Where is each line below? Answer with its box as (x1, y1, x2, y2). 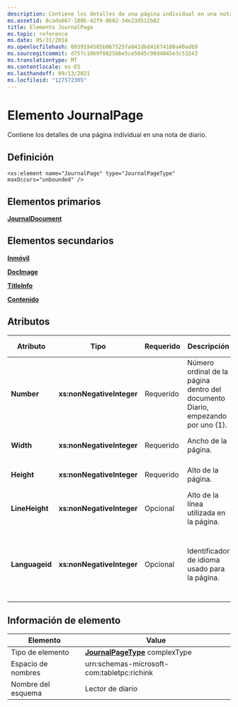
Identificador (187, 546, 230, 556)
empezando (187, 411, 227, 421)
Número (187, 357, 215, 367)
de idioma (187, 555, 220, 565)
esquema (11, 689, 42, 698)
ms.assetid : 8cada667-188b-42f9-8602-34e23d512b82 (7, 17, 160, 24)
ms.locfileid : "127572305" (7, 76, 87, 84)
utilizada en (187, 507, 226, 517)
